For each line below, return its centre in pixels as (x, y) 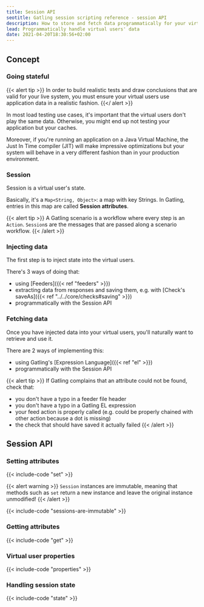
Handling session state (41, 584)
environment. (23, 158)
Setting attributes (33, 461)
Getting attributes (33, 527)
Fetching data (27, 319)
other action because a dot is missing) (63, 418)
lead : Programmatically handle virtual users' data (73, 29)
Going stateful (28, 77)
